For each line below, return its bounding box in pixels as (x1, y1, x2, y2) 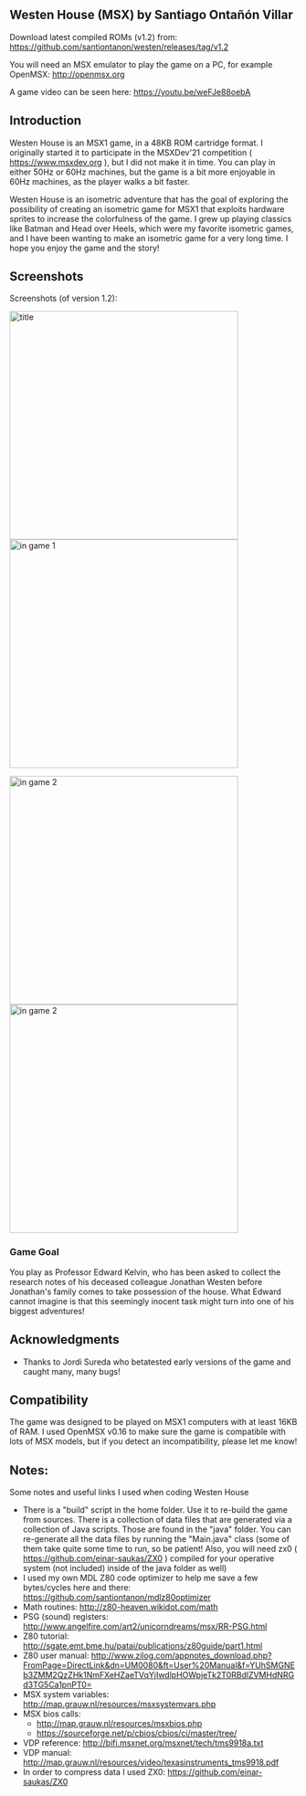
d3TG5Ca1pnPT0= (22, 1679, 93, 1690)
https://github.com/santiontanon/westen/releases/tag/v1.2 (9, 41, 229, 52)
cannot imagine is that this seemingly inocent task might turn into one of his (9, 1295, 295, 1306)
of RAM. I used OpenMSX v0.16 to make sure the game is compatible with (9, 1426, 286, 1438)
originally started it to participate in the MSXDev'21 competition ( (9, 146, 253, 158)
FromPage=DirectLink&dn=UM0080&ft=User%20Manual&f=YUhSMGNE (22, 1660, 295, 1671)
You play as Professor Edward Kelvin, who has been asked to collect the (9, 1266, 281, 1278)
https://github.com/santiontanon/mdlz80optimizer (22, 1592, 212, 1603)
